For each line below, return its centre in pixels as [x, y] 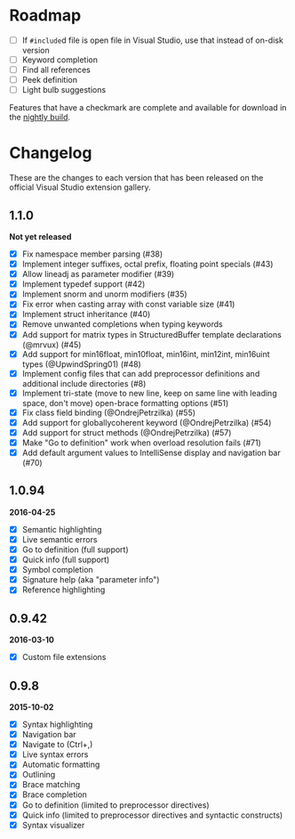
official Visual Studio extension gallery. [80, 187]
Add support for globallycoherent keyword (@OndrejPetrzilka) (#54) [147, 422]
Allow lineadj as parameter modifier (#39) [98, 274]
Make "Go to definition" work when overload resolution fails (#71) [142, 443]
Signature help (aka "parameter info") [91, 580]
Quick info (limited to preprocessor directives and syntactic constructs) [152, 815]
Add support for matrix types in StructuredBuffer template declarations [151, 334]
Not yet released [40, 236]
